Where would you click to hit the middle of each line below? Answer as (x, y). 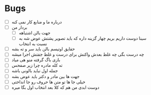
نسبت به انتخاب (33, 44)
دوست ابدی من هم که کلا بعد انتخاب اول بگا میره (55, 87)
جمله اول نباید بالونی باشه (35, 71)
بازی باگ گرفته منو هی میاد (36, 60)
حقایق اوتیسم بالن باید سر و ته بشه (43, 49)
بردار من (19, 27)
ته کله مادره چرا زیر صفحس (37, 65)
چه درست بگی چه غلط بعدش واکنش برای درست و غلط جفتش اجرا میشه (78, 54)
